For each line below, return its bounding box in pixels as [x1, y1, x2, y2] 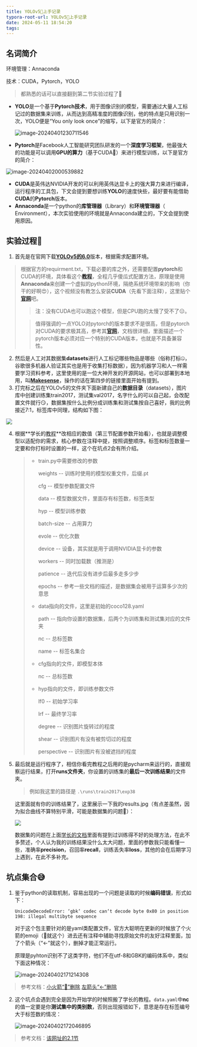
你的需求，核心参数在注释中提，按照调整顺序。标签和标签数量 [35, 437, 185, 444]
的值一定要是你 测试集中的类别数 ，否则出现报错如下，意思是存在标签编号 [14, 1003, 190, 1010]
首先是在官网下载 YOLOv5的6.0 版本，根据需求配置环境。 [14, 253, 152, 260]
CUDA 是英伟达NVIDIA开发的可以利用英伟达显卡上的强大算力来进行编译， [14, 181, 192, 188]
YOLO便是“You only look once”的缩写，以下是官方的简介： [25, 117, 168, 125]
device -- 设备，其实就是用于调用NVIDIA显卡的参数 [38, 545, 162, 552]
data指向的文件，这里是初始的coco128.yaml [38, 603, 144, 610]
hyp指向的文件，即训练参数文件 [38, 685, 115, 692]
